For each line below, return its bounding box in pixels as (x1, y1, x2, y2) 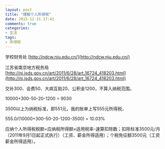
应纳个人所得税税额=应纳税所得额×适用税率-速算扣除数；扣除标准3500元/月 (5, 126, 161, 132)
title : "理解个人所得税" (5, 12, 51, 17)
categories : (5, 26, 30, 31)
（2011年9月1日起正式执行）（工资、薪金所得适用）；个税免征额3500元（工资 (5, 132, 160, 138)
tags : (5, 35, 16, 40)
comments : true (5, 21, 37, 26)
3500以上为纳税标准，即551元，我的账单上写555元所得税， (5, 105, 127, 112)
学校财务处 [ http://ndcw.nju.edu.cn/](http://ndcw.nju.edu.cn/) (5, 54, 130, 60)
